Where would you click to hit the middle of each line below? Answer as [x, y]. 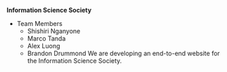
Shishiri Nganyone [54, 31]
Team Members [39, 23]
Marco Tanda [46, 38]
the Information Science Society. [74, 61]
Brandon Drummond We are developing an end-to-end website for [124, 53]
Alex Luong [44, 46]
